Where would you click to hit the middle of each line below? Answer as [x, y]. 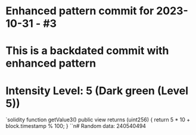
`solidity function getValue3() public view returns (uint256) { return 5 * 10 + [98, 120]
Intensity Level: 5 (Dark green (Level [97, 91]
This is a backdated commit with [87, 51]
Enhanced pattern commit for [80, 11]
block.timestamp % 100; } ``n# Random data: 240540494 [76, 126]
